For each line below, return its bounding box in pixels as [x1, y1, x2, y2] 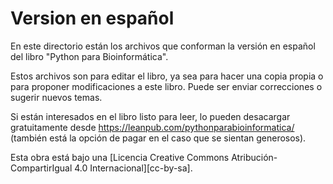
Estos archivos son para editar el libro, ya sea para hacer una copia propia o [10, 70, 324, 82]
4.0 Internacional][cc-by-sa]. [74, 162, 193, 174]
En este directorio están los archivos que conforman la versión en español [10, 40, 316, 52]
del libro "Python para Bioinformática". [10, 50, 169, 62]
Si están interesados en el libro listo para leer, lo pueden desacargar [10, 110, 291, 122]
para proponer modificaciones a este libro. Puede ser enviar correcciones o [10, 80, 323, 92]
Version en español [10, 7, 175, 30]
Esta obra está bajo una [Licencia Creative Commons [10, 151, 230, 163]
